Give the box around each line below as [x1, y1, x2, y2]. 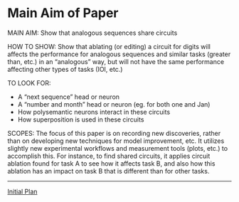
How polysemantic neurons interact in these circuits [17, 107, 171, 116]
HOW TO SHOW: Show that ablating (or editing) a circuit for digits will [7, 42, 211, 51]
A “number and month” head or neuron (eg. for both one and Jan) [17, 100, 211, 108]
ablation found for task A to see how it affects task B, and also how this [7, 159, 216, 168]
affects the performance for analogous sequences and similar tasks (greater [7, 50, 231, 58]
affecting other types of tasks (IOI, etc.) [7, 65, 123, 73]
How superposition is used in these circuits [17, 115, 144, 124]
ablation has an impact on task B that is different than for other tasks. [7, 166, 210, 175]
